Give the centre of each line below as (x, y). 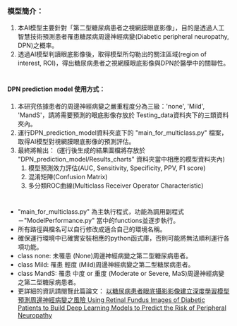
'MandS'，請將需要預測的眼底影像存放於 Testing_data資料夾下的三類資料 (123, 115)
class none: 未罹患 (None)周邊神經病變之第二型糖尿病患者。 (105, 256)
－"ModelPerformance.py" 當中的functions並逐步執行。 (98, 221)
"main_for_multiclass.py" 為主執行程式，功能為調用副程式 (101, 212)
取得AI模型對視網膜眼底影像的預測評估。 (76, 142)
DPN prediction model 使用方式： (56, 89)
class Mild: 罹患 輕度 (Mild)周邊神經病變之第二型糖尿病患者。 (106, 265)
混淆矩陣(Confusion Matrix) (68, 177)
